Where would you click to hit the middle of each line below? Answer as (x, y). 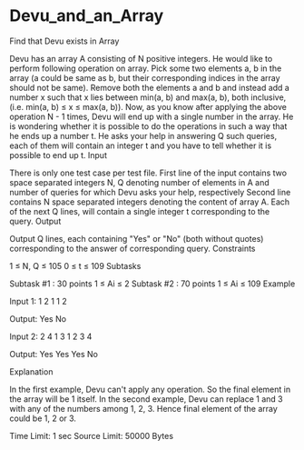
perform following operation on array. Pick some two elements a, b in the (146, 68)
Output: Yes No (38, 318)
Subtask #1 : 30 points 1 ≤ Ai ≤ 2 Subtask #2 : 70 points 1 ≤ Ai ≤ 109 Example (152, 284)
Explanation (31, 371)
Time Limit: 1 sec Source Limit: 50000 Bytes (92, 435)
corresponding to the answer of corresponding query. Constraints (132, 248)
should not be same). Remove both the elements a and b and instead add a (150, 87)
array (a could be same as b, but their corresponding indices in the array (145, 77)
